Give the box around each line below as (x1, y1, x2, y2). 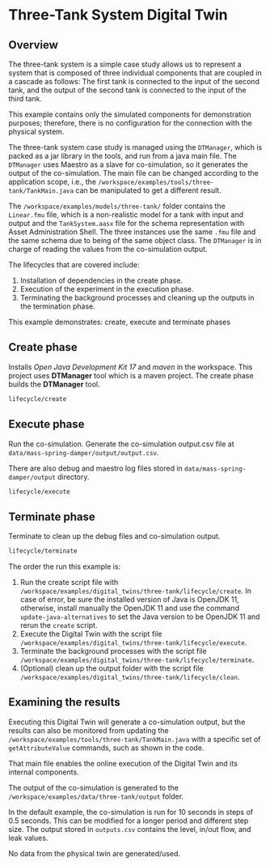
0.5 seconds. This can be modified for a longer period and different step (8, 816, 249, 825)
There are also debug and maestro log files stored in (8, 463, 184, 473)
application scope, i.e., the (8, 177, 97, 186)
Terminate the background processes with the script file (19, 646, 208, 656)
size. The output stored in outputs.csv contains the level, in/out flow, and (8, 824, 251, 834)
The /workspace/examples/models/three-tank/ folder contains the (8, 201, 226, 211)
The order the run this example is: (8, 561, 121, 572)
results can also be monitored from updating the (8, 725, 169, 735)
